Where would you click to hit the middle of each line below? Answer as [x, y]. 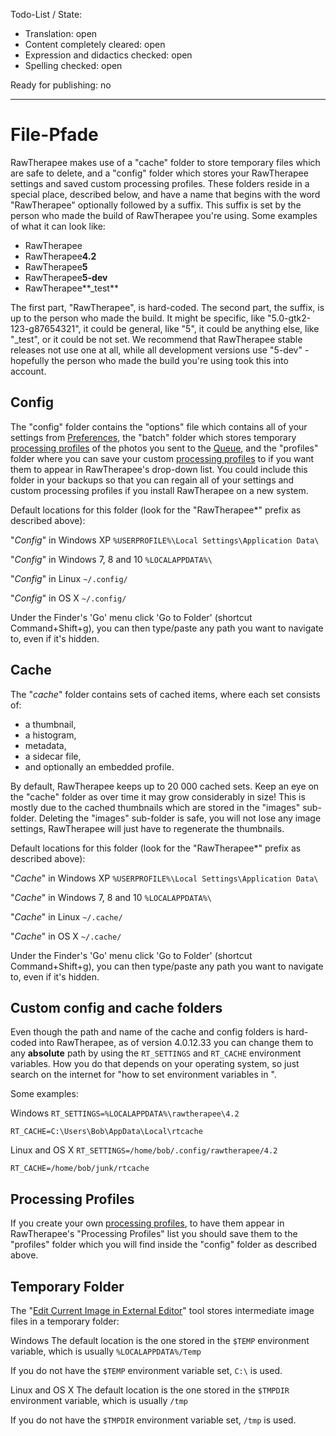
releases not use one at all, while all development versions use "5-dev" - [160, 350]
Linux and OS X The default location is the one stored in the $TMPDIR [150, 1390]
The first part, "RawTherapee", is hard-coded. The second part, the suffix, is [167, 307]
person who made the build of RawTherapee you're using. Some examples [164, 215]
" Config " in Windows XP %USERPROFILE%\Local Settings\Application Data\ [165, 540]
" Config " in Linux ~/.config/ [69, 578]
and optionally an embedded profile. [99, 766]
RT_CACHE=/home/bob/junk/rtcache [80, 1169]
